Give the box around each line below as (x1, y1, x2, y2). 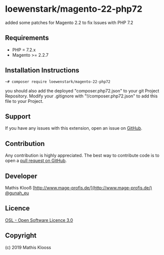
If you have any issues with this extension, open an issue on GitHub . (5, 125, 142, 131)
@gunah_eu (5, 190, 29, 196)
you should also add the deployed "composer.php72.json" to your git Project (5, 88, 160, 93)
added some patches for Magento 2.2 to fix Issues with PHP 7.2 (5, 20, 134, 25)
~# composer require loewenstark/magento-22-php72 (5, 79, 111, 84)
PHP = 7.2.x (12, 46, 36, 52)
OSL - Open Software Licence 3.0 (5, 217, 73, 223)
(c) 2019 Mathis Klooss (5, 244, 51, 250)
